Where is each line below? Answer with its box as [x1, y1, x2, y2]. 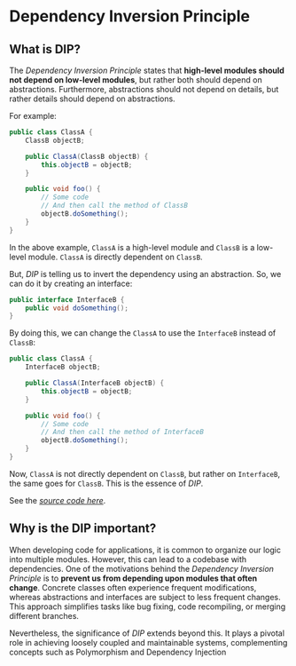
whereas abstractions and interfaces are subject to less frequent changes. [9, 591, 281, 602]
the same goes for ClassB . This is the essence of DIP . [9, 478, 204, 488]
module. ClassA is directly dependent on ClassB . [27, 251, 203, 262]
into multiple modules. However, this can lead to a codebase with [9, 553, 247, 565]
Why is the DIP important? [9, 521, 157, 536]
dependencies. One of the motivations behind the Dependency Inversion [9, 563, 275, 574]
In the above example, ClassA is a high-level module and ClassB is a [9, 242, 255, 252]
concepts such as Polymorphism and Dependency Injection [9, 646, 227, 657]
